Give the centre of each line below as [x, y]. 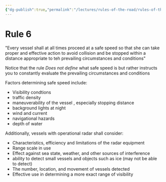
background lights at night [39, 108]
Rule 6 [18, 34]
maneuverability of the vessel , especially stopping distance [73, 103]
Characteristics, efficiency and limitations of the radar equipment [78, 143]
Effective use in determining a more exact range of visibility [73, 174]
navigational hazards [33, 118]
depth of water [27, 123]
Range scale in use [31, 148]
